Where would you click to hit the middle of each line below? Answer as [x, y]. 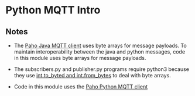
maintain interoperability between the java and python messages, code [100, 52]
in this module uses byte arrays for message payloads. [80, 58]
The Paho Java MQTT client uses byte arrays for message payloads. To [100, 45]
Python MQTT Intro [53, 10]
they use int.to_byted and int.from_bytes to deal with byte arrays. [92, 75]
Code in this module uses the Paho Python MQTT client [81, 87]
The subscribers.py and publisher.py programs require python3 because [102, 69]
